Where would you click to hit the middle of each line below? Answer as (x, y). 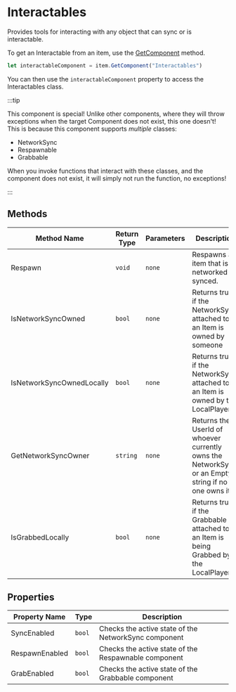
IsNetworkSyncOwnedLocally (60, 382)
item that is (210, 263)
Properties (31, 598)
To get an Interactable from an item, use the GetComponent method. (106, 53)
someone (208, 345)
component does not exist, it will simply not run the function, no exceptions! (117, 178)
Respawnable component (142, 658)
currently (207, 447)
